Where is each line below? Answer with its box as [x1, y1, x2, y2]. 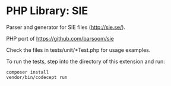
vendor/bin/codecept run [6, 74, 68, 80]
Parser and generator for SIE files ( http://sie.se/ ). [6, 24, 126, 31]
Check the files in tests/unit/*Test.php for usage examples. [6, 46, 151, 54]
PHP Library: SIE [6, 4, 88, 18]
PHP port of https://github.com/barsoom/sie [6, 35, 114, 42]
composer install [6, 69, 49, 75]
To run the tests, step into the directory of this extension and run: [6, 58, 165, 65]
